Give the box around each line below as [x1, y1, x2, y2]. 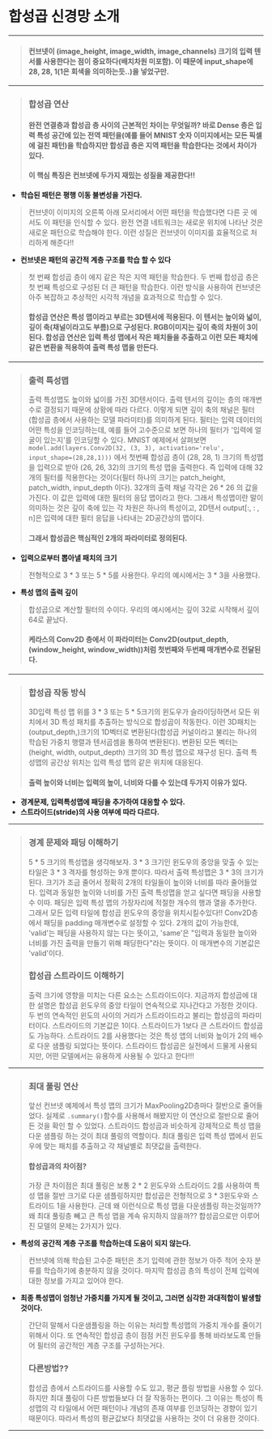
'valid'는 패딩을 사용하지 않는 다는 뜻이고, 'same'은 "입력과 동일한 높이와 [28, 928, 257, 938]
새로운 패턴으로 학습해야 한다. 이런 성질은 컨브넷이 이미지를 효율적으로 [28, 228, 249, 237]
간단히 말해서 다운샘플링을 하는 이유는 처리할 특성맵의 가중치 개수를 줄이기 [28, 1321, 262, 1330]
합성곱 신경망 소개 [8, 7, 120, 26]
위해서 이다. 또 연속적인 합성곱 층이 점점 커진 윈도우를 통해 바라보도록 [28, 1330, 247, 1340]
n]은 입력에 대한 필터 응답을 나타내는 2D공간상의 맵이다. [28, 513, 205, 523]
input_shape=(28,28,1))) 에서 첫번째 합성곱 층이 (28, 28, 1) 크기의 [28, 453, 243, 462]
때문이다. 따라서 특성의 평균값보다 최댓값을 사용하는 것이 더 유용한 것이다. [28, 1413, 260, 1423]
